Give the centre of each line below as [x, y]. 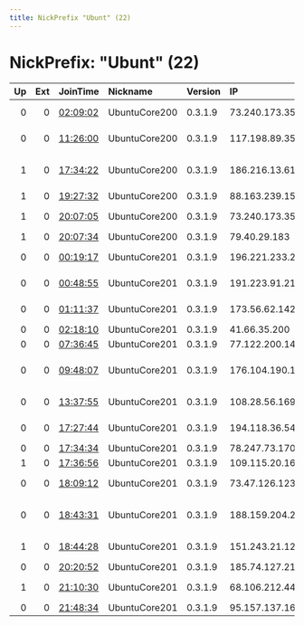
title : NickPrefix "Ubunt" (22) [70, 18]
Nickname [130, 91]
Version [204, 91]
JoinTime [79, 91]
